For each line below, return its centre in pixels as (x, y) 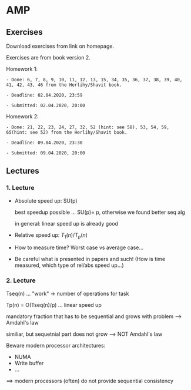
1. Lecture (20, 188)
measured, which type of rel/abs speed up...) (69, 265)
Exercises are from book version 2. (48, 57)
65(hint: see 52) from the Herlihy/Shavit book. (67, 133)
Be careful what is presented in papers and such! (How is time (90, 259)
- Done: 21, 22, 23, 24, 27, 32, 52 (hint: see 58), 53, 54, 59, (88, 127)
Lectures (23, 171)
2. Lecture (21, 280)
